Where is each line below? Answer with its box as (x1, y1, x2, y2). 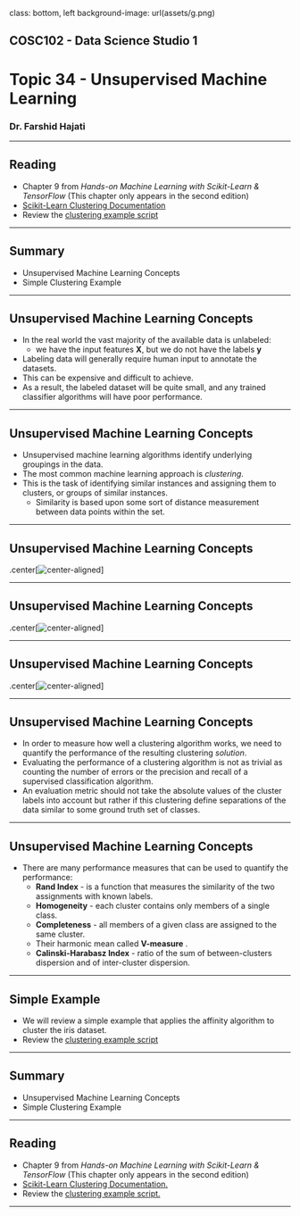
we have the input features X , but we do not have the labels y (35, 344, 262, 355)
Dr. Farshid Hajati (9, 120, 86, 132)
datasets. (21, 363, 57, 374)
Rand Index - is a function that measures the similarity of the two (35, 881, 275, 892)
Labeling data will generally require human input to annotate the (21, 354, 257, 364)
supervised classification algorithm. (21, 776, 154, 787)
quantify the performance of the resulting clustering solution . (21, 747, 247, 758)
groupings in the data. (21, 459, 104, 470)
